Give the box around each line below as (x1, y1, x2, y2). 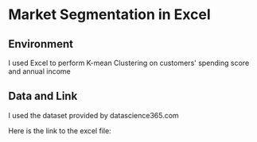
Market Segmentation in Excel (8, 6, 211, 24)
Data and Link (8, 90, 78, 103)
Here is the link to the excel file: (8, 125, 111, 136)
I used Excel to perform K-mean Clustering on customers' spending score (8, 58, 250, 67)
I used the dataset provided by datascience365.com (8, 110, 179, 120)
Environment (8, 37, 74, 51)
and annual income (8, 67, 71, 76)
